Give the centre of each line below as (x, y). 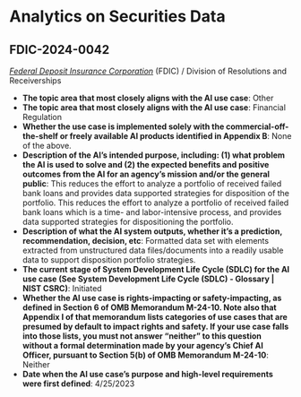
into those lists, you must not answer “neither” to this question (142, 336)
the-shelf (40, 136)
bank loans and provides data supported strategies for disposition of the (155, 193)
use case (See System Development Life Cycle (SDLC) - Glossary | (148, 279)
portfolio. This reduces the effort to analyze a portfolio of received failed (155, 203)
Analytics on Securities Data (117, 17)
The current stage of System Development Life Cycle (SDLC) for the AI (156, 269)
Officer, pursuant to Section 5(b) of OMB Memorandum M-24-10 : (145, 355)
